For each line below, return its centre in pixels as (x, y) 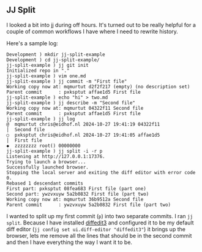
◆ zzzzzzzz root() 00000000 (43, 146)
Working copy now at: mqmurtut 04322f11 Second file (75, 108)
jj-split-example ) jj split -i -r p (54, 151)
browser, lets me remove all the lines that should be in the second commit (99, 235)
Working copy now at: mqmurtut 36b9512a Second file (75, 199)
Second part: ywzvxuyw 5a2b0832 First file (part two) (78, 194)
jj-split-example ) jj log (41, 119)
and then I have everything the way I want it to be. (69, 242)
